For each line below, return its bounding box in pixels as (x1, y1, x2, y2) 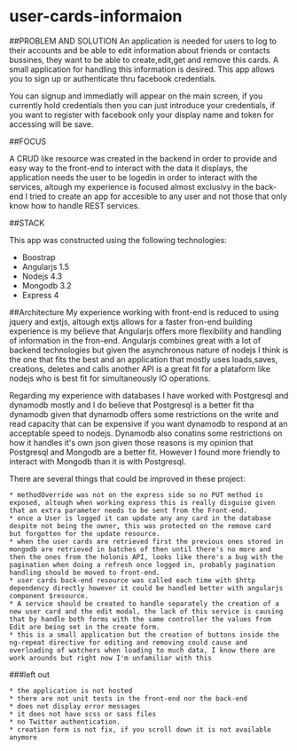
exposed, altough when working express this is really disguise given (9, 498, 276, 507)
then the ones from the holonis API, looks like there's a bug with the (9, 552, 284, 561)
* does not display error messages (9, 701, 141, 711)
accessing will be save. (9, 118, 95, 130)
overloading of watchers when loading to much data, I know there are (9, 645, 276, 654)
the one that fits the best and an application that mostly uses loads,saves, (9, 353, 278, 365)
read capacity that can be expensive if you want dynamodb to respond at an (9, 418, 288, 429)
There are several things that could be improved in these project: (9, 473, 246, 484)
